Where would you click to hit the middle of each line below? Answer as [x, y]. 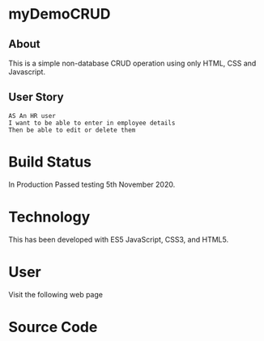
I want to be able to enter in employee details [92, 123]
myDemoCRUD [60, 14]
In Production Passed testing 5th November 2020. [92, 184]
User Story [36, 97]
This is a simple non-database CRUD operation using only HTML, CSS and [132, 63]
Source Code [53, 327]
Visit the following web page [56, 294]
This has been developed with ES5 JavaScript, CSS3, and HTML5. [119, 239]
